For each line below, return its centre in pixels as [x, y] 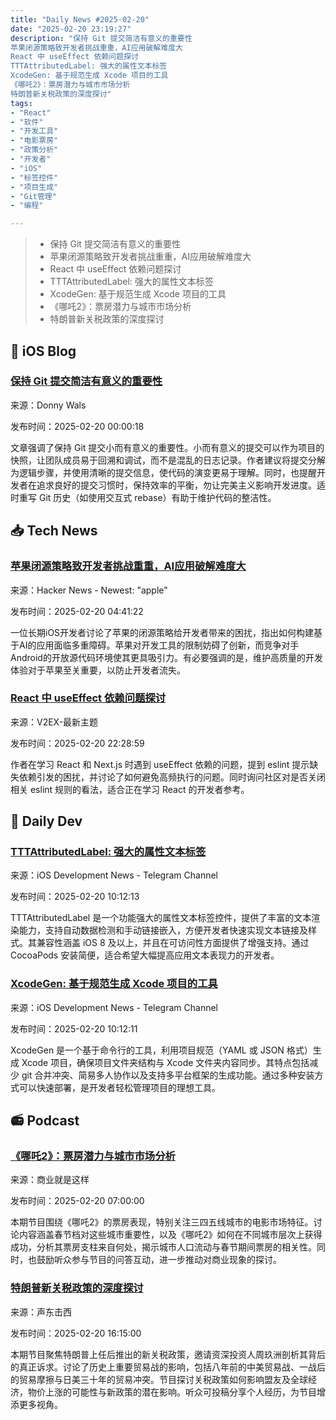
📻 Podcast [45, 1121]
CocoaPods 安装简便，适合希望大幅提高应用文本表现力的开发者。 [145, 955]
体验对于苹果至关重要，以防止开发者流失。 [98, 670]
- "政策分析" [34, 150]
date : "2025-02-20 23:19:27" [71, 29]
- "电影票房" [34, 141]
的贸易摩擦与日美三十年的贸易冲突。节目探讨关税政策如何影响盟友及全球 [159, 1379]
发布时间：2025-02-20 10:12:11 [74, 1028]
